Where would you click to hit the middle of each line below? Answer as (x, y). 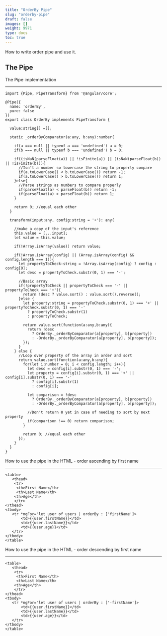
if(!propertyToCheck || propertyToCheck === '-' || (73, 286)
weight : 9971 (19, 28)
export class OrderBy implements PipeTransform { (58, 120)
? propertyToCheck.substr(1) (57, 312)
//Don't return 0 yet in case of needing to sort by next (88, 412)
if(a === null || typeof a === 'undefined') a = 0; (69, 146)
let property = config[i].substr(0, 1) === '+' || (81, 373)
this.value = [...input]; (41, 233)
